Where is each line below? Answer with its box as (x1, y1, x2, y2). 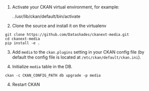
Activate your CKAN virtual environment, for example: (12, 4, 120, 10)
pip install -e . (5, 41, 40, 45)
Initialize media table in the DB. (12, 64, 73, 69)
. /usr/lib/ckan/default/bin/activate (12, 14, 81, 19)
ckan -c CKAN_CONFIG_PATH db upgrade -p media (5, 73, 101, 78)
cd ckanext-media (5, 36, 40, 41)
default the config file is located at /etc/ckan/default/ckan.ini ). (12, 54, 141, 60)
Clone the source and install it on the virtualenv (12, 23, 107, 29)
